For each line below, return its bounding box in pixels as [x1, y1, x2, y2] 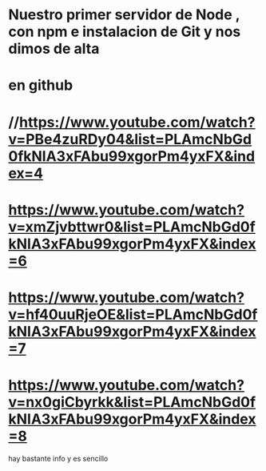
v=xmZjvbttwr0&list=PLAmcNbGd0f [8, 218, 256, 235]
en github [8, 76, 73, 95]
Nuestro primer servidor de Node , [8, 6, 240, 24]
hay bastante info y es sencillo [8, 453, 109, 463]
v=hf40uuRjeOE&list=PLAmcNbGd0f [8, 305, 258, 324]
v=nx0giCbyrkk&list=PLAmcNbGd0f [8, 393, 256, 412]
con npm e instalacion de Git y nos [8, 22, 241, 41]
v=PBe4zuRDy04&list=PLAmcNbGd [8, 130, 252, 148]
